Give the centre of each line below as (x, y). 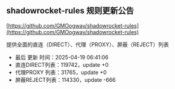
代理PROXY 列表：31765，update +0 (61, 72)
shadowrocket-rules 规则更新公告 (70, 11)
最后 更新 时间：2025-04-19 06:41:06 (62, 57)
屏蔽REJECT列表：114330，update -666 (65, 79)
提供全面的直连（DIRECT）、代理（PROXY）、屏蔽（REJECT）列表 (87, 44)
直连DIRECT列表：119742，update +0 (62, 64)
